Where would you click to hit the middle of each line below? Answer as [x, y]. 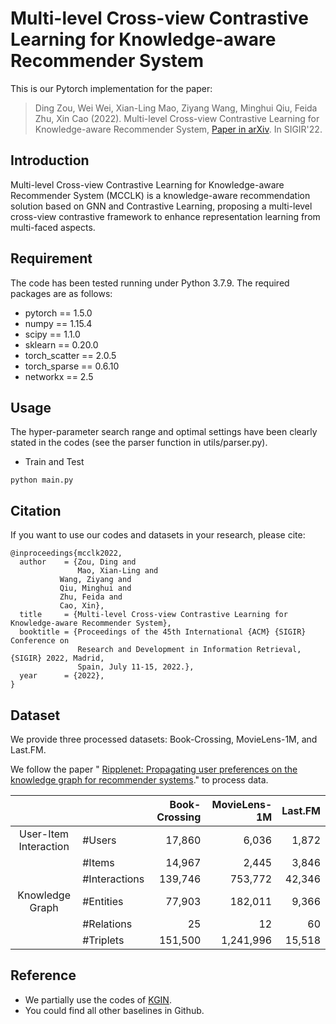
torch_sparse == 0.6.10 [72, 366]
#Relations [107, 924]
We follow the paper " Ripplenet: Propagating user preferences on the [154, 769]
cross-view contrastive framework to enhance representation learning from [165, 216]
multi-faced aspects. [53, 227]
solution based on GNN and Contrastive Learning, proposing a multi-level [161, 206]
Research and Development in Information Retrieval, [189, 650]
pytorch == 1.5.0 [58, 313]
